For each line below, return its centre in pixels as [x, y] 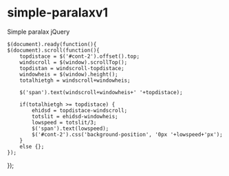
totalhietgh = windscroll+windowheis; [75, 80]
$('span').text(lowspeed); [70, 129]
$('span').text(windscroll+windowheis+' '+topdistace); [101, 92]
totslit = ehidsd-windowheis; [75, 116]
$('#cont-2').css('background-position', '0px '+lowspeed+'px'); [128, 134]
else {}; [32, 146]
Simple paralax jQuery [39, 32]
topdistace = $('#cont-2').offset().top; [79, 56]
